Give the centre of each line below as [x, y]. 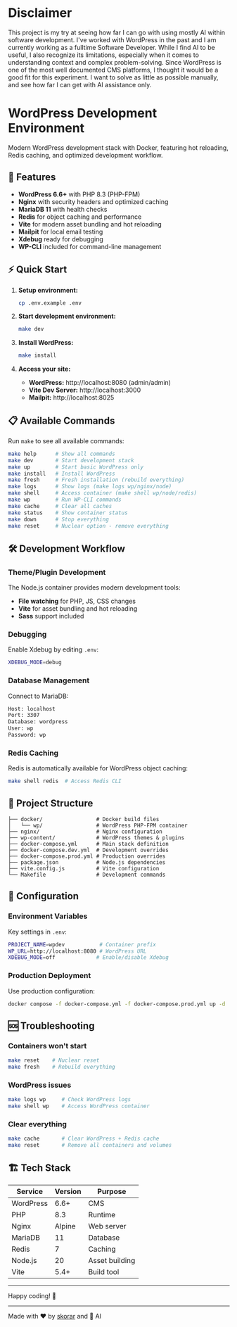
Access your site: [44, 369]
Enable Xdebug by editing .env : [53, 649]
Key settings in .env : [38, 932]
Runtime [102, 1214]
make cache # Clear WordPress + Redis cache [84, 1139]
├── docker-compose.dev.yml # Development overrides [89, 850]
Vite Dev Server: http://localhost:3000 [85, 390]
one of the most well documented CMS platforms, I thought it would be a [113, 70]
